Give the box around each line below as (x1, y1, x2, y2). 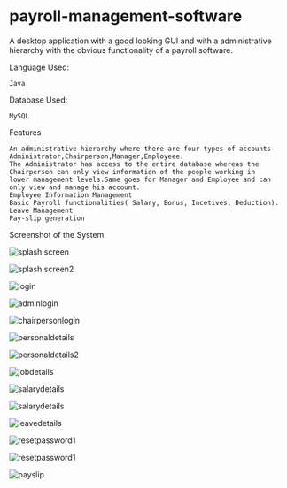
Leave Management (9, 206, 74, 215)
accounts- (238, 144, 275, 153)
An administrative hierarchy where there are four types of (9, 144, 237, 153)
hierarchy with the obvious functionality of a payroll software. (9, 44, 233, 55)
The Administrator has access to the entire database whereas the (9, 159, 260, 169)
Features (9, 126, 42, 138)
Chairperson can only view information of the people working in (9, 167, 255, 176)
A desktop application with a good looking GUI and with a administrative (9, 35, 272, 46)
